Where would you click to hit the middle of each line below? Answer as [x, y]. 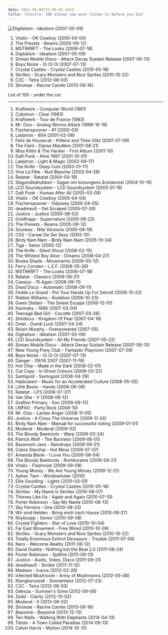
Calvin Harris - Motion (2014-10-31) [51, 628]
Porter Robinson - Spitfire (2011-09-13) [54, 554]
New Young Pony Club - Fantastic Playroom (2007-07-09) [74, 350]
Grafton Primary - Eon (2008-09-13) [52, 402]
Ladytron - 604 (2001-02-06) [45, 135]
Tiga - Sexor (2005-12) [38, 245]
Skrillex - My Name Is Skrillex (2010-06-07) [59, 491]
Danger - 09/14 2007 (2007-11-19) [50, 360]
